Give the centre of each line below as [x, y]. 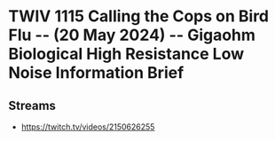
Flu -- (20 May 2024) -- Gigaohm [132, 35]
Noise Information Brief [96, 73]
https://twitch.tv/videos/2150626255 [88, 127]
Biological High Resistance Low [126, 54]
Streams [32, 105]
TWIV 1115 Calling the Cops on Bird [139, 16]
